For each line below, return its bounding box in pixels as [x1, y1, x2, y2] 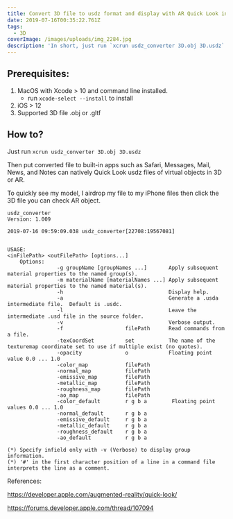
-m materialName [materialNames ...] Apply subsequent [56, 276, 218, 283]
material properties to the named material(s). [7, 282, 148, 289]
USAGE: [7, 246, 26, 253]
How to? [7, 129, 44, 141]
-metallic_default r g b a [56, 422, 148, 429]
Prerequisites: [7, 68, 69, 80]
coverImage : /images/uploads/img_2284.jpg [7, 36, 132, 43]
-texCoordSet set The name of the [56, 337, 216, 344]
